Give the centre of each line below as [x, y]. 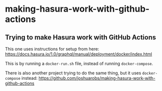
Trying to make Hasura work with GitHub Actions [81, 37]
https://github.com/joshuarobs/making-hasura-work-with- [97, 78]
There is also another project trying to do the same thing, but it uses [73, 73]
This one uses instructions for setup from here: [52, 49]
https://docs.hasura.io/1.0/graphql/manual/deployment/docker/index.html [79, 54]
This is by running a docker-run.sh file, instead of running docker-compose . [79, 64]
